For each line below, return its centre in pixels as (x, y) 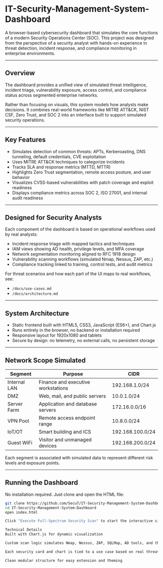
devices (48, 446)
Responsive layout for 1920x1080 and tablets (57, 335)
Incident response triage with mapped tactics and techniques (73, 244)
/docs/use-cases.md (32, 289)
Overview (20, 73)
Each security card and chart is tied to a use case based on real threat (82, 552)
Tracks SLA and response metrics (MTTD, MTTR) (61, 167)
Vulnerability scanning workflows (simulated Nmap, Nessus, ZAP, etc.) (83, 259)
